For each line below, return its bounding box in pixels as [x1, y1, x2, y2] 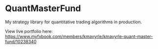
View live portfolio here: [5, 28, 53, 34]
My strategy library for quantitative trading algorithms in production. [5, 19, 142, 25]
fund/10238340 [5, 38, 37, 44]
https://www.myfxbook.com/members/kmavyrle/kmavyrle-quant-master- [5, 33, 153, 39]
